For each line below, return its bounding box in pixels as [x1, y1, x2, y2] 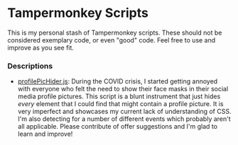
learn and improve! [17, 129, 73, 139]
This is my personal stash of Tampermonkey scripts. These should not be [7, 28, 222, 37]
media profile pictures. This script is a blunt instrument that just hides [17, 92, 221, 100]
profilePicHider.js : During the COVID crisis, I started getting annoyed [17, 77, 218, 86]
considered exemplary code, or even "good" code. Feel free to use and [7, 35, 216, 44]
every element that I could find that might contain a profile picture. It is [17, 100, 224, 108]
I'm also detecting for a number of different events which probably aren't [17, 115, 231, 123]
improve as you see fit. [7, 43, 75, 52]
